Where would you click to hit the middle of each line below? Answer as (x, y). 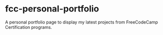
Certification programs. (29, 27)
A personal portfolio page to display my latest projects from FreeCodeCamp (81, 22)
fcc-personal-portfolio (52, 9)
